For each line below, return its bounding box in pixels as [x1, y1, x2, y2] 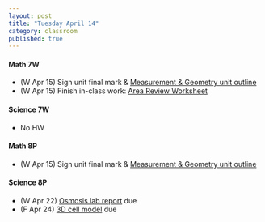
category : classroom [8, 27, 78, 35]
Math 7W [8, 59, 40, 69]
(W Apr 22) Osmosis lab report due [19, 196, 137, 206]
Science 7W [8, 105, 50, 114]
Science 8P [8, 177, 48, 187]
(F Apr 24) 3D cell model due [19, 204, 117, 215]
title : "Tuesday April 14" [8, 19, 99, 28]
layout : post [8, 11, 53, 20]
